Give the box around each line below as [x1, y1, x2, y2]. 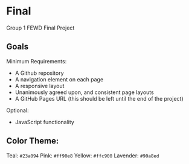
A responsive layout [14, 82, 65, 89]
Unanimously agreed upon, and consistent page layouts [14, 89, 154, 96]
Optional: [6, 107, 29, 114]
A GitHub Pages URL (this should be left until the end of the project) [14, 95, 184, 102]
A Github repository [14, 69, 65, 77]
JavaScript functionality [14, 118, 74, 125]
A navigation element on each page [14, 75, 104, 83]
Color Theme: [6, 136, 59, 146]
